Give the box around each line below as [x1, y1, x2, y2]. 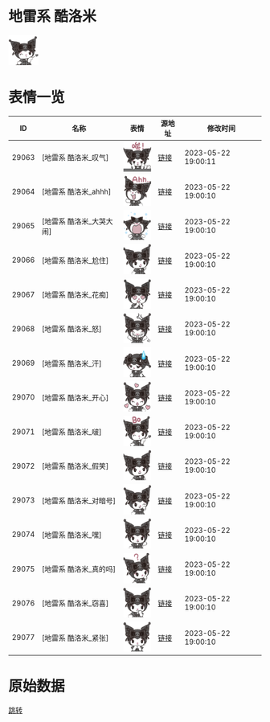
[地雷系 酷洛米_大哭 [41, 216, 107, 226]
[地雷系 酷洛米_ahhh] [41, 187, 112, 197]
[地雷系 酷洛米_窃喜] [41, 598, 109, 608]
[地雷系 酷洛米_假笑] [41, 462, 109, 471]
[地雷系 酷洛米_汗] [41, 359, 102, 368]
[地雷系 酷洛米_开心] [41, 392, 109, 402]
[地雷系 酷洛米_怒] [41, 324, 102, 334]
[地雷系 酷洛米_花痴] [41, 290, 109, 300]
